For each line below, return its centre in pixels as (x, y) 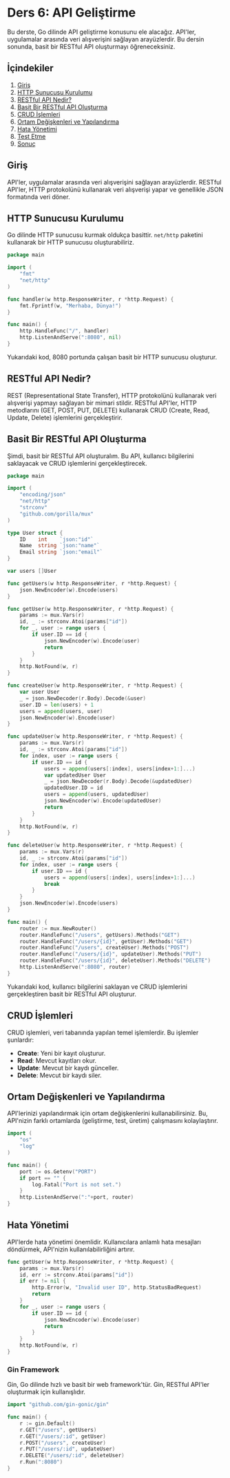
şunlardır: (21, 1040)
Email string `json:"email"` (61, 552)
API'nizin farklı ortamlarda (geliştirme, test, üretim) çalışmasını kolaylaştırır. (113, 1121)
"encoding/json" (43, 495)
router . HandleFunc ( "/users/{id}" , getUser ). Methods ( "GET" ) (106, 941)
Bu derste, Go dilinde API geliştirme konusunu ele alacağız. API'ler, (102, 32)
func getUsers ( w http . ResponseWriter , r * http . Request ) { (92, 583)
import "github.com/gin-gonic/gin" (58, 1405)
